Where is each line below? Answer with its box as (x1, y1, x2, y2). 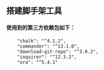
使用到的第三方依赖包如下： (6, 24, 76, 31)
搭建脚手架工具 (6, 5, 62, 16)
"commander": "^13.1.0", (17, 43, 80, 49)
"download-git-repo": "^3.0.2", (17, 48, 99, 55)
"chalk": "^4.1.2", (17, 38, 67, 44)
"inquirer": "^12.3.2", (17, 54, 77, 60)
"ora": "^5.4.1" (17, 59, 59, 65)
